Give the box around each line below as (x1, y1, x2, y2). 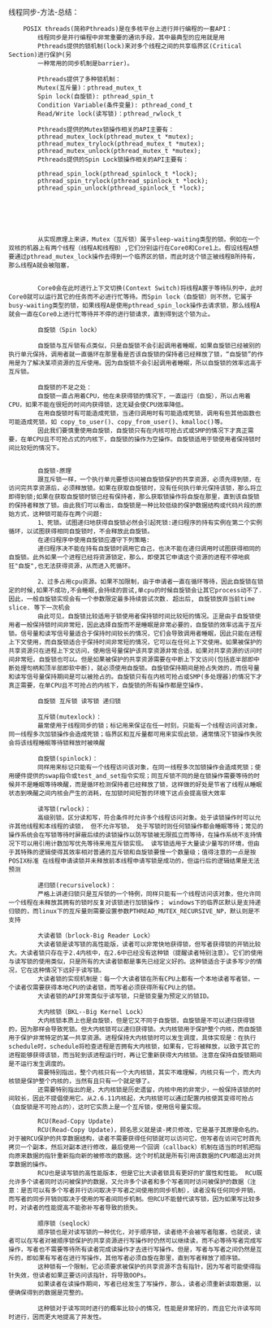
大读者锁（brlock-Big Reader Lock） (37, 932, 154, 940)
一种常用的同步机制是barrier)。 (37, 59, 134, 68)
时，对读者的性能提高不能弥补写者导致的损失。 (8, 1203, 142, 1212)
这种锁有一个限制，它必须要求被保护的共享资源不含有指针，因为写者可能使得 (37, 1263, 256, 1271)
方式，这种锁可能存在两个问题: (14, 510, 103, 518)
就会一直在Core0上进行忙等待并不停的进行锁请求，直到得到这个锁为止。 (8, 310, 214, 318)
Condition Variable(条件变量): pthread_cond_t (37, 101, 193, 109)
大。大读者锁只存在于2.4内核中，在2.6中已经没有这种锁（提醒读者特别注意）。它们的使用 (8, 949, 263, 957)
